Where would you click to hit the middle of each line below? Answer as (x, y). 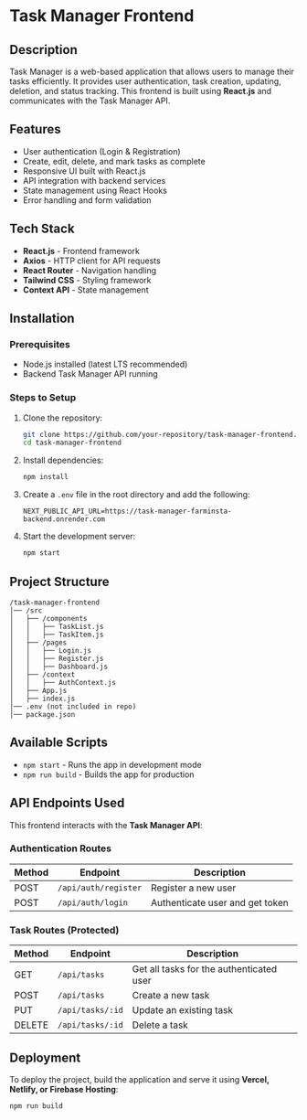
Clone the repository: (63, 418)
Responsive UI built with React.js (84, 171)
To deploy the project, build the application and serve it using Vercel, (139, 1079)
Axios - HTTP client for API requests (92, 261)
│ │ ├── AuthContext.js (63, 682)
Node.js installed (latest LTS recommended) (105, 364)
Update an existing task (182, 1010)
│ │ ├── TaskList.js (57, 626)
